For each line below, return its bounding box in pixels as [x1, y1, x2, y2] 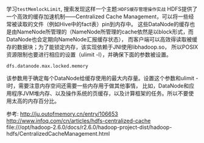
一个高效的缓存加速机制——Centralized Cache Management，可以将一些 [6, 13, 189, 20]
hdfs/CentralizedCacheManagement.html [6, 130, 110, 137]
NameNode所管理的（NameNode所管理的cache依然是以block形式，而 [16, 28, 194, 35]
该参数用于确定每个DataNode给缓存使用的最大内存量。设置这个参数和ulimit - [6, 75, 199, 82]
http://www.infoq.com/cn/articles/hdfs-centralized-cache [6, 117, 151, 124]
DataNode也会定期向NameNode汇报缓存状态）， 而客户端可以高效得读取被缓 [6, 36, 198, 43]
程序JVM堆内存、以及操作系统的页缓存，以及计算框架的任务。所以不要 [11, 90, 189, 97]
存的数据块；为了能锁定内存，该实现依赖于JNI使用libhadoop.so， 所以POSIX [6, 43, 199, 51]
